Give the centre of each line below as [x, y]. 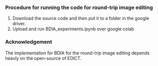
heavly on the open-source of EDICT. [43, 58]
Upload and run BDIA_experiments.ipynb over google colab [73, 29]
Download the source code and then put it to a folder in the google [81, 18]
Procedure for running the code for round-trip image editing [79, 7]
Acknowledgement [29, 42]
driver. [19, 23]
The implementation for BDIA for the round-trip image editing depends [77, 53]
